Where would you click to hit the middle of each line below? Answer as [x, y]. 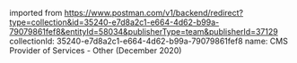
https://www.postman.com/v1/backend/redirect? [154, 13]
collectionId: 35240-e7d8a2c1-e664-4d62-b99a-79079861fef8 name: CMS [149, 41]
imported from [36, 13]
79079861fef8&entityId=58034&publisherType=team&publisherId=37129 [144, 31]
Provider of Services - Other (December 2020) [96, 51]
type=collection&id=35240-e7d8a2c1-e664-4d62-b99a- [114, 22]
